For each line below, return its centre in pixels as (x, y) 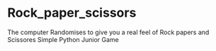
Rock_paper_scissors (72, 13)
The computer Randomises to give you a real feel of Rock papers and (108, 32)
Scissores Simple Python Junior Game (63, 39)
